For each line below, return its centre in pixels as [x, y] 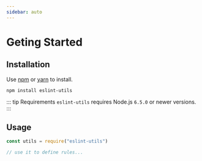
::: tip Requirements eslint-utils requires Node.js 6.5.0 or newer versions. [101, 102]
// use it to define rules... [45, 152]
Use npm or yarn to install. [40, 79]
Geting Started [44, 42]
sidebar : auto [24, 12]
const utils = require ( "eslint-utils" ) [57, 141]
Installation [28, 65]
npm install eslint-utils [39, 90]
